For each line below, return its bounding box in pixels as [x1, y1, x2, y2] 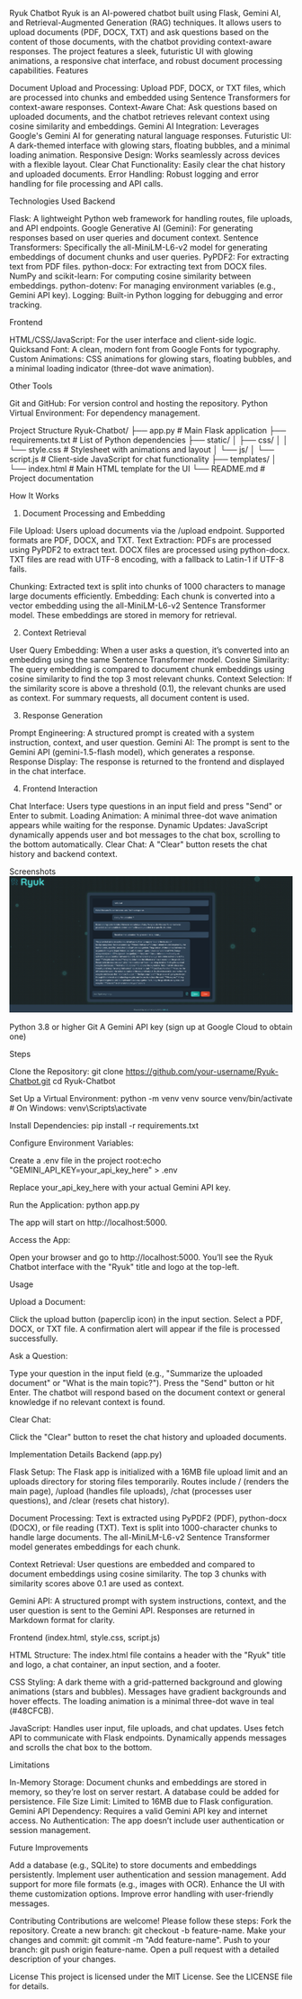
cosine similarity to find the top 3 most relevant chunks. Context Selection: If [9, 673, 292, 684]
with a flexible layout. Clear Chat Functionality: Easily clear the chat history [9, 160, 286, 169]
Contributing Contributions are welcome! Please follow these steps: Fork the [9, 1915, 292, 1927]
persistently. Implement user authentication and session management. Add [9, 1869, 287, 1880]
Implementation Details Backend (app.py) [9, 1449, 163, 1460]
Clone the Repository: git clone [9, 1066, 124, 1077]
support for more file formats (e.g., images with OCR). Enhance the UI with [9, 1879, 285, 1890]
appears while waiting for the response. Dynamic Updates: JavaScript [9, 820, 268, 830]
